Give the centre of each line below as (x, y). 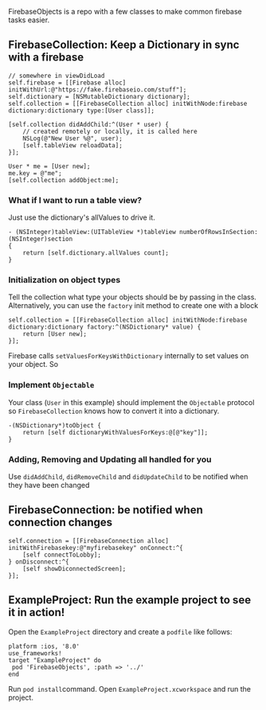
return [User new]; (55, 334)
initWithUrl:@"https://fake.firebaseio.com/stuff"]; (98, 90)
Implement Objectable (51, 385)
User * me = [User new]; (49, 166)
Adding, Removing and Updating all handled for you (110, 459)
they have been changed (49, 485)
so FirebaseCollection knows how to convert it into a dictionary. (114, 411)
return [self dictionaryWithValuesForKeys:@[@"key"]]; (115, 432)
